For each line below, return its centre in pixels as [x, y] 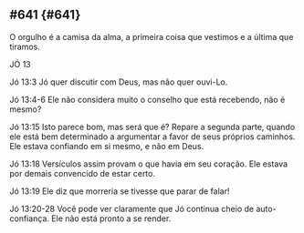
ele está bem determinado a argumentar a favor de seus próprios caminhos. [152, 137]
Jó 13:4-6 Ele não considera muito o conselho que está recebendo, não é [147, 99]
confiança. [30, 218]
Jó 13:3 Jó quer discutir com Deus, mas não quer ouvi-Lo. [119, 82]
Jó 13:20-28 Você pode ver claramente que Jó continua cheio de [131, 208]
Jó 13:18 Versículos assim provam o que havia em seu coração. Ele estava [149, 164]
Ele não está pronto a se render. [111, 218]
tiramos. [25, 46]
